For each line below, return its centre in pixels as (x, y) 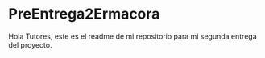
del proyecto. (30, 44)
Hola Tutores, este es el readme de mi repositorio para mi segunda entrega (133, 36)
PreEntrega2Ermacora (84, 14)
